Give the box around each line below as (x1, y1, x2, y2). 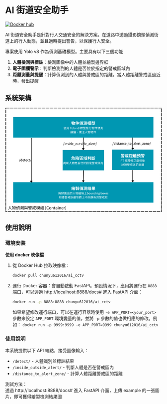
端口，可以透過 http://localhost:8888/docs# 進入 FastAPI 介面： (12, 289, 143, 295)
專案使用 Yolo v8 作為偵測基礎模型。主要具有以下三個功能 (5, 48, 123, 54)
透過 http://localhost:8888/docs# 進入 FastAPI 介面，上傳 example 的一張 (5, 388, 156, 394)
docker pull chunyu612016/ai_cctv (12, 273, 84, 278)
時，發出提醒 (12, 78, 39, 84)
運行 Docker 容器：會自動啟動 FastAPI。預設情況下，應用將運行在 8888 (12, 282, 157, 288)
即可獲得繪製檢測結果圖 (13, 394, 62, 400)
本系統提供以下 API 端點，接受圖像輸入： (5, 348, 89, 354)
